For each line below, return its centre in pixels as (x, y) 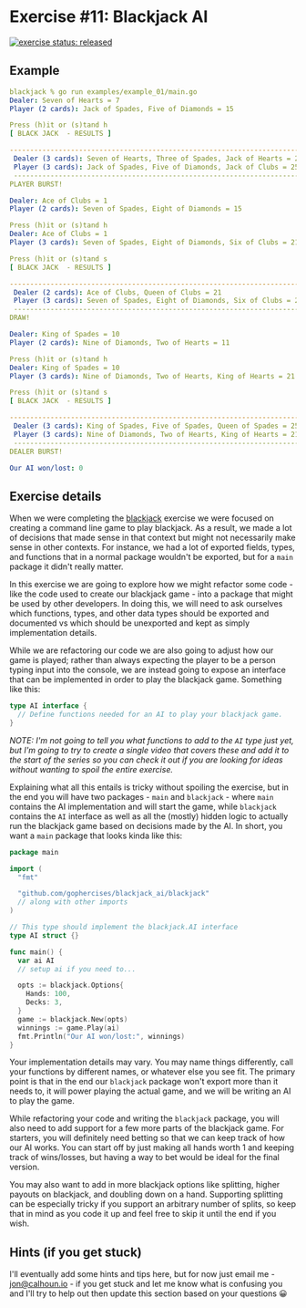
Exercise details (56, 496)
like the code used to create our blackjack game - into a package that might (151, 594)
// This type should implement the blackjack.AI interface (124, 928)
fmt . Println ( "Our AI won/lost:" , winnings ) (101, 1036)
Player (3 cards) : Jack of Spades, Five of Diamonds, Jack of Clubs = (150, 167)
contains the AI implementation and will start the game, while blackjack (143, 806)
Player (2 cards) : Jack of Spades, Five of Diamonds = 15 (122, 109)
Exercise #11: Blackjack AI (109, 17)
